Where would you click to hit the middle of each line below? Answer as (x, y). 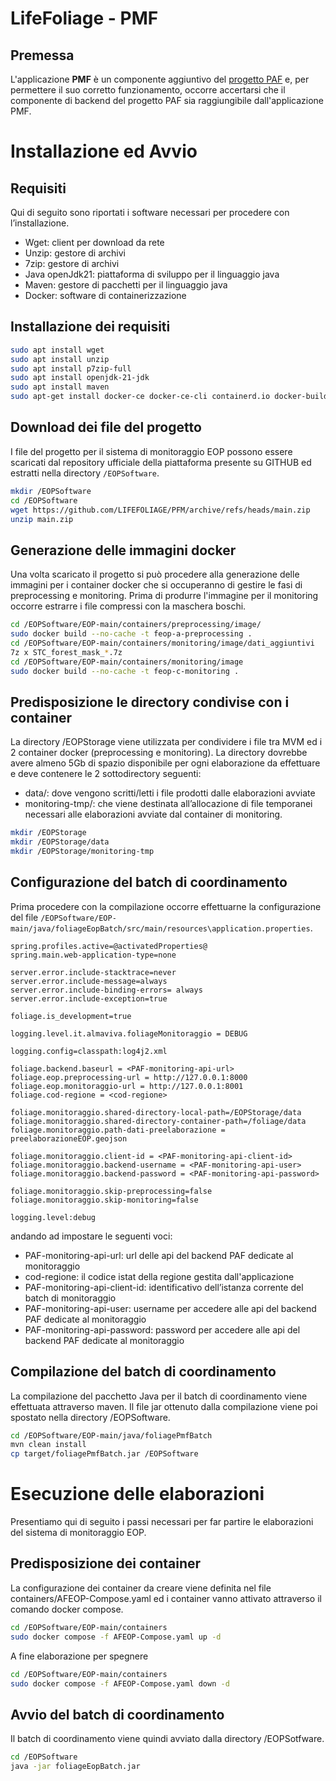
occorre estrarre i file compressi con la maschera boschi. (128, 606)
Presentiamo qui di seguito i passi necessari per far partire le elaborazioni (162, 1522)
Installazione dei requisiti (90, 327)
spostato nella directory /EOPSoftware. (90, 1417)
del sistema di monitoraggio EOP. (78, 1533)
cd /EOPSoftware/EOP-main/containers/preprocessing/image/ (136, 625)
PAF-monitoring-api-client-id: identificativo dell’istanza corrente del (164, 1287)
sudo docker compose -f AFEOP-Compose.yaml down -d (120, 1683)
